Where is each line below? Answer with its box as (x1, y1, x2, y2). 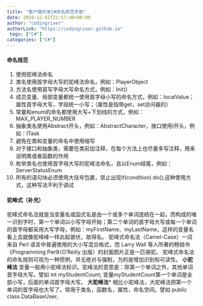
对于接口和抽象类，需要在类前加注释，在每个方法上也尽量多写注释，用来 (15, 145, 195, 152)
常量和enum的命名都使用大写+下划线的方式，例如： (15, 108, 145, 116)
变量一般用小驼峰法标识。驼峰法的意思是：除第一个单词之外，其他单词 (18, 263, 193, 271)
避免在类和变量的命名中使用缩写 (15, 137, 95, 145)
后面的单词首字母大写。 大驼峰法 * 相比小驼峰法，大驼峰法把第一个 (27, 278, 192, 286)
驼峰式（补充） (7, 196, 44, 204)
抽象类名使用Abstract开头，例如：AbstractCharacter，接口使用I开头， (15, 122, 190, 130)
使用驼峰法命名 (15, 70, 53, 78)
